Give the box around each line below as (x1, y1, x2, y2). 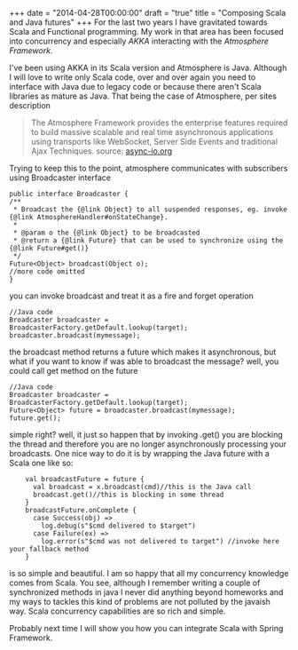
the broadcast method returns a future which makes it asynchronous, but (9, 346, 277, 357)
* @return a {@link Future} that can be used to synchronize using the (12, 236, 284, 245)
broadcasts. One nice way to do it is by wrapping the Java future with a (9, 448, 271, 458)
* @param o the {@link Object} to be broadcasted (12, 228, 200, 237)
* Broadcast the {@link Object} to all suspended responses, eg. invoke (12, 205, 288, 214)
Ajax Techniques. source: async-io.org (30, 146, 173, 156)
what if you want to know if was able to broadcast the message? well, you (9, 356, 279, 367)
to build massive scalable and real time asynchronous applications (30, 127, 274, 137)
